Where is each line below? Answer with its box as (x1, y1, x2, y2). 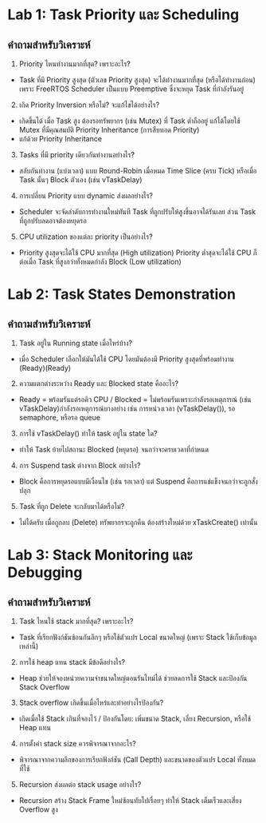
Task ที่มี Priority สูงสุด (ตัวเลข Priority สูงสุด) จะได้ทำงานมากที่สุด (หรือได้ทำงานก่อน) (18, 75, 256, 85)
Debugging (7, 563, 83, 582)
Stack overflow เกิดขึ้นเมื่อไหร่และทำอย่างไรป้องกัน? (18, 698, 164, 707)
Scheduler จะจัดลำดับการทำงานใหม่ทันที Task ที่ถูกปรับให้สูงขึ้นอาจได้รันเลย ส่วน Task (18, 207, 256, 217)
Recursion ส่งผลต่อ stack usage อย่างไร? (18, 780, 142, 789)
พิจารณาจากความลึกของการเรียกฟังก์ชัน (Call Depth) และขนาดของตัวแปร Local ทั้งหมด (18, 755, 256, 764)
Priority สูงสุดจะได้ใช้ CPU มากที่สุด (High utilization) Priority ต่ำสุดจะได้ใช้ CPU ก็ (18, 248, 257, 257)
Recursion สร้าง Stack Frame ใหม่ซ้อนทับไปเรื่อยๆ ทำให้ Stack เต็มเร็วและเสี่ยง (18, 796, 242, 805)
